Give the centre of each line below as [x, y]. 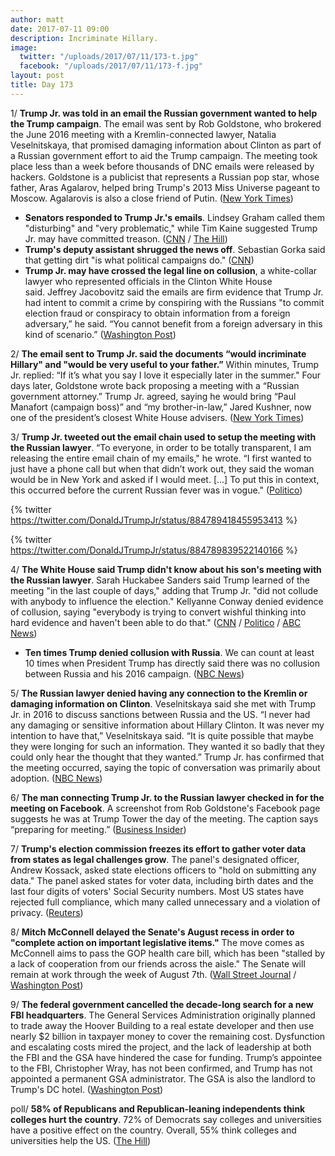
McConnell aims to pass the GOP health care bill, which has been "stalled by [168, 953]
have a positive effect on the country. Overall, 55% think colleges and [153, 1130]
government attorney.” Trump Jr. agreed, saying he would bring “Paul [153, 396]
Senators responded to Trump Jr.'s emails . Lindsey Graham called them [174, 217]
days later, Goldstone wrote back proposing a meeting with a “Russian [155, 385]
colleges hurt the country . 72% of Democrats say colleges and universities [166, 1119]
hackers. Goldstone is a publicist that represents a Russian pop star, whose [165, 177]
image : [24, 47]
